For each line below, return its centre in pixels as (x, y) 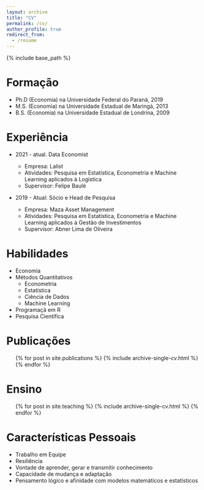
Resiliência (29, 461)
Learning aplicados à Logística (63, 179)
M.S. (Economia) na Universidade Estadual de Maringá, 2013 (92, 106)
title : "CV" (21, 18)
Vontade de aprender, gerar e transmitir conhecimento (84, 467)
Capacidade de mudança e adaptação (63, 474)
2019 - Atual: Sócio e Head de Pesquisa (65, 197)
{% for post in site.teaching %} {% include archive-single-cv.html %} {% (107, 406)
